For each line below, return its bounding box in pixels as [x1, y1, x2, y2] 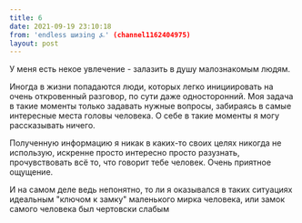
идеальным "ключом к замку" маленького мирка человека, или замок [9, 194, 286, 205]
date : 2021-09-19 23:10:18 [9, 22, 112, 31]
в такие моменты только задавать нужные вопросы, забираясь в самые [9, 101, 292, 112]
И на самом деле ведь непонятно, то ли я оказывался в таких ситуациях [9, 184, 293, 196]
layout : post [9, 38, 59, 48]
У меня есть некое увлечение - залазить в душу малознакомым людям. [9, 64, 291, 75]
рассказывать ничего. [9, 120, 96, 131]
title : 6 [9, 13, 43, 23]
